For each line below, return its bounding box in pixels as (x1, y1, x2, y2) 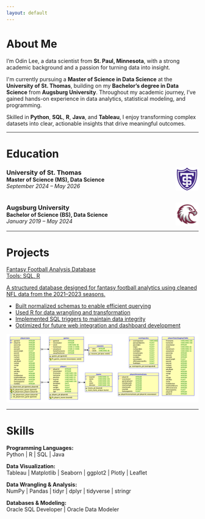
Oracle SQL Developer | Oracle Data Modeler (6, 506, 120, 513)
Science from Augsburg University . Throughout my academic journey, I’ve (6, 89, 196, 96)
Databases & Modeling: (6, 499, 67, 506)
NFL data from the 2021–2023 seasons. (6, 291, 106, 298)
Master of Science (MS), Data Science (6, 176, 105, 183)
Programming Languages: (6, 444, 74, 451)
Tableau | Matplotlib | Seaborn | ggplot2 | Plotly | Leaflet (6, 469, 148, 476)
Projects (6, 245, 50, 259)
